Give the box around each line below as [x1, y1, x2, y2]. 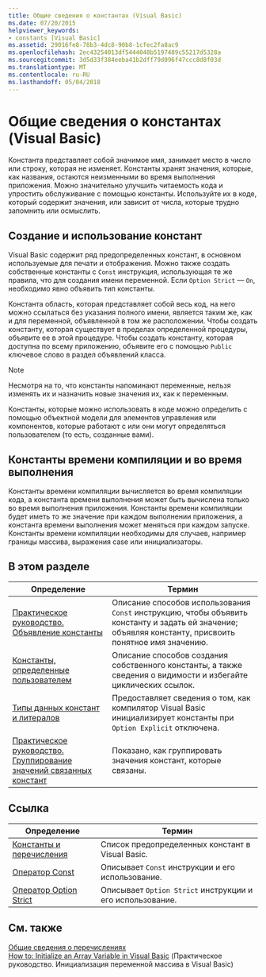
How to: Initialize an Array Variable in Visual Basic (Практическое [8, 951, 222, 960]
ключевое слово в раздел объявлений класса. [8, 350, 166, 360]
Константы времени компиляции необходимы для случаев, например [8, 529, 247, 539]
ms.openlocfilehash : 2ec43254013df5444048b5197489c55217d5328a [8, 48, 222, 56]
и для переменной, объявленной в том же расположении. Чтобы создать [8, 316, 258, 326]
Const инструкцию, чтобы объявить [112, 607, 248, 618]
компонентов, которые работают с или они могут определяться [8, 422, 226, 431]
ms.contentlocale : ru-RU [8, 71, 90, 79]
